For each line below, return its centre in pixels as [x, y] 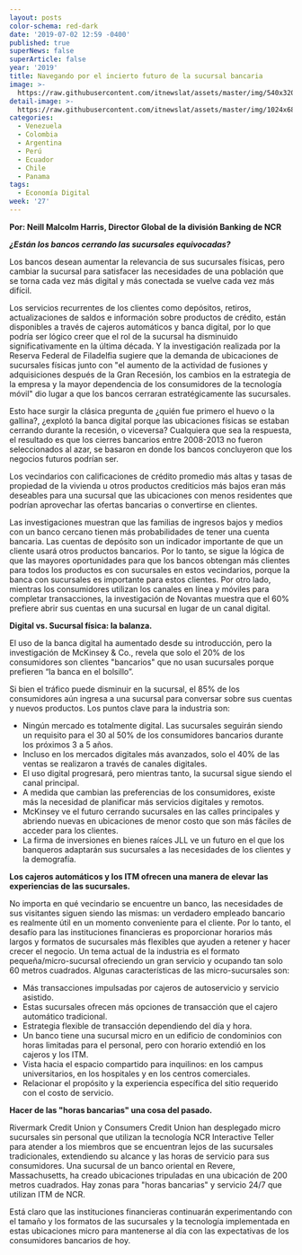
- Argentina [40, 143]
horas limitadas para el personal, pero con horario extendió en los [144, 1045]
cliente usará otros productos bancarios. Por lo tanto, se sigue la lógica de [147, 551]
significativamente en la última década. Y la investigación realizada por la [145, 346]
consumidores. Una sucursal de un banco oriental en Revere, [122, 1165]
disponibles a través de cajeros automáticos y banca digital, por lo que [140, 327]
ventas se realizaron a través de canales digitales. [115, 764]
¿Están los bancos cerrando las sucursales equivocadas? [120, 244]
